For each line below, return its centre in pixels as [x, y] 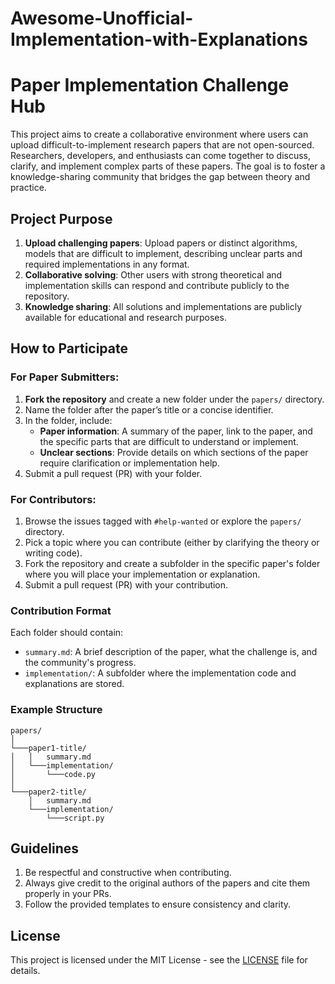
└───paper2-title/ [48, 792]
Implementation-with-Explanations [159, 39]
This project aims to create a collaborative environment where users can [159, 134]
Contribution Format [61, 610]
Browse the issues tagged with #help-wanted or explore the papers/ [163, 521]
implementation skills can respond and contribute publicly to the [157, 285]
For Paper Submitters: [65, 377]
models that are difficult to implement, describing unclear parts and [163, 253]
